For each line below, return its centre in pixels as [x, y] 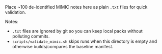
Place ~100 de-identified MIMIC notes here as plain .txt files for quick [76, 7]
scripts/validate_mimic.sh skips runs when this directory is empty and [84, 41]
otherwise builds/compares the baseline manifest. [63, 46]
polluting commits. [31, 36]
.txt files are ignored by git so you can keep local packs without [77, 31]
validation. [15, 12]
